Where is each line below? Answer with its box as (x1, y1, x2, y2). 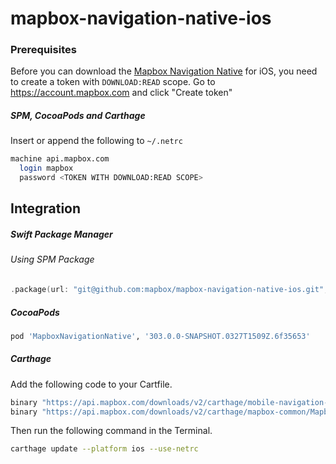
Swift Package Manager (10, 228, 113, 241)
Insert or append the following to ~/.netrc (10, 135, 183, 147)
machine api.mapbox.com (10, 154, 110, 164)
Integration (10, 200, 82, 217)
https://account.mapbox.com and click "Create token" (10, 87, 233, 99)
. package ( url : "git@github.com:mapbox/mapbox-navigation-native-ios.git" (10, 285, 325, 295)
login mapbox (19, 163, 74, 174)
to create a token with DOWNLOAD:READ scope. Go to (10, 76, 216, 88)
